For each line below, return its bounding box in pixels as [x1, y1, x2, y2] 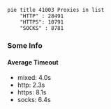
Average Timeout [7, 58, 59, 66]
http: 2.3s [17, 81, 45, 90]
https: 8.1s [17, 88, 47, 97]
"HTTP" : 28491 [20, 12, 64, 19]
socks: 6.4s [17, 96, 51, 104]
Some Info [7, 40, 43, 50]
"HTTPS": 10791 [20, 19, 64, 26]
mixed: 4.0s [17, 74, 51, 82]
